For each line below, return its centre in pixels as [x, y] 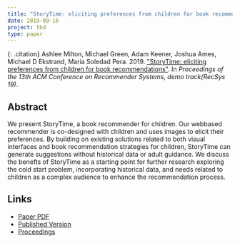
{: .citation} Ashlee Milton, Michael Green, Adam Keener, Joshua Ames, [112, 54]
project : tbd [27, 27]
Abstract [27, 107]
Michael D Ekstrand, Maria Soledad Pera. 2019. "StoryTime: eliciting [107, 62]
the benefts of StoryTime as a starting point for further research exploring [116, 162]
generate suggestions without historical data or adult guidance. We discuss [119, 155]
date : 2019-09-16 [33, 21]
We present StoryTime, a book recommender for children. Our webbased [115, 124]
